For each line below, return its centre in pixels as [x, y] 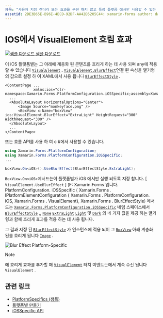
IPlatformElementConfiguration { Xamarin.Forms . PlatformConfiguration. [77, 195]
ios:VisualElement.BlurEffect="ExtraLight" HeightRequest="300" [71, 115]
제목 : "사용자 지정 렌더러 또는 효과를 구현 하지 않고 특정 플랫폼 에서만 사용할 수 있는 [81, 9]
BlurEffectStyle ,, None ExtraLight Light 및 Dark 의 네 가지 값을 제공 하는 [76, 213]
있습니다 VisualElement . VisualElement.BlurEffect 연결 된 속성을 [79, 70]
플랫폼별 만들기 [26, 305]
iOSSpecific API [28, 310]
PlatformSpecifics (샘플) [36, 299]
